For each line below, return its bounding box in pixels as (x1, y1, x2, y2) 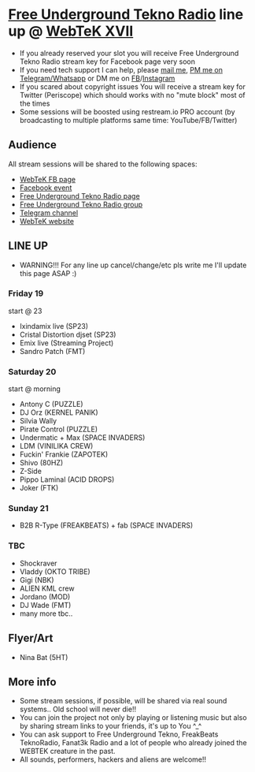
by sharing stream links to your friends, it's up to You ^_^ (19, 722, 202, 731)
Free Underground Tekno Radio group (19, 200, 143, 209)
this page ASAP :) (19, 268, 77, 278)
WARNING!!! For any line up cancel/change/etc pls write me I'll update (19, 260, 247, 270)
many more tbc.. (19, 609, 73, 618)
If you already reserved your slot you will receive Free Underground (19, 48, 239, 58)
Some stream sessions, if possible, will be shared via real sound (19, 696, 227, 706)
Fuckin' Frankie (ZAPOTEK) (19, 449, 109, 459)
